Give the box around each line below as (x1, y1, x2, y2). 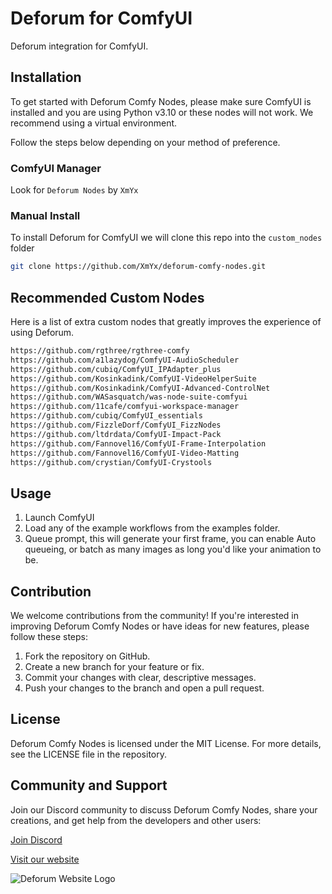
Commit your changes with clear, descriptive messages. (24, 672, 257, 684)
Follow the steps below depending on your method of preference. (10, 136, 281, 148)
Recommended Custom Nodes (10, 289, 205, 306)
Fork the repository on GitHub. (24, 650, 151, 662)
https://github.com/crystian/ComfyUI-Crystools (10, 457, 213, 467)
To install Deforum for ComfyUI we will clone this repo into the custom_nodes (10, 232, 323, 244)
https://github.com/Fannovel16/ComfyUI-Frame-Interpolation (10, 438, 267, 449)
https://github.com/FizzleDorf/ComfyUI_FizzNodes (10, 420, 222, 431)
